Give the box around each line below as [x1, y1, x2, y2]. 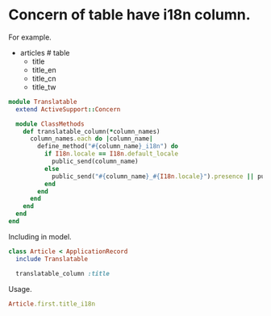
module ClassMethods [15, 119, 85, 128]
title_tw [31, 82, 56, 92]
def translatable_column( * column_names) [23, 127, 161, 135]
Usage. [8, 284, 32, 293]
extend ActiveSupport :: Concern [15, 105, 121, 114]
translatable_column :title [15, 269, 110, 277]
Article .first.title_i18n [8, 300, 95, 308]
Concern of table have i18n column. [8, 6, 252, 24]
